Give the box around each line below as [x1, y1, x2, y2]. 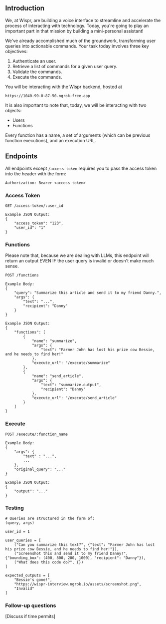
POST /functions [5, 273, 39, 278]
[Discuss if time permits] [5, 613, 56, 619]
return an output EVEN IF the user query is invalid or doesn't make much [5, 258, 154, 264]
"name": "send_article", [31, 374, 84, 379]
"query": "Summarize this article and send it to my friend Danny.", [14, 290, 162, 295]
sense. [5, 263, 19, 269]
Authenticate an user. [12, 58, 56, 64]
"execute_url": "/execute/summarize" [31, 361, 111, 366]
